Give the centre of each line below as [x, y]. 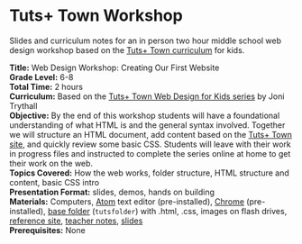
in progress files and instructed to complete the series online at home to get [150, 153]
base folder [69, 211]
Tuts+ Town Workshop [96, 16]
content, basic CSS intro [55, 182]
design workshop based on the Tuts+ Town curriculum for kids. [127, 50]
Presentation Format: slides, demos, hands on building [112, 192]
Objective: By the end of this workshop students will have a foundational [145, 115]
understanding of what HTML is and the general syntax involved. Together [147, 125]
